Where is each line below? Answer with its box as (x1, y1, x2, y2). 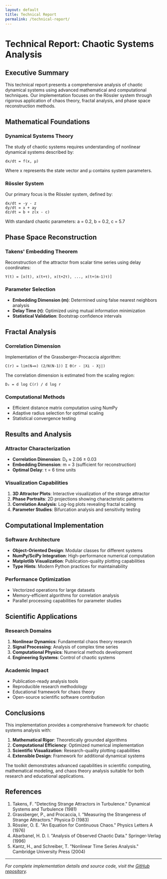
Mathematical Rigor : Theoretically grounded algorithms (12, 737, 127, 743)
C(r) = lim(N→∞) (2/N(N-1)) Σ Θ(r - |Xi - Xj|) (5, 364, 106, 369)
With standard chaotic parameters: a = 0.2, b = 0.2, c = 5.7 (5, 218, 125, 225)
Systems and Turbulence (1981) (12, 806, 77, 812)
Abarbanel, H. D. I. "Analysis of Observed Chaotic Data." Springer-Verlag (12, 833, 161, 839)
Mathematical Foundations (5, 117, 90, 126)
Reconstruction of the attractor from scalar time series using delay (5, 259, 141, 265)
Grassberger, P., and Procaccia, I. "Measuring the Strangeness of (12, 811, 147, 817)
